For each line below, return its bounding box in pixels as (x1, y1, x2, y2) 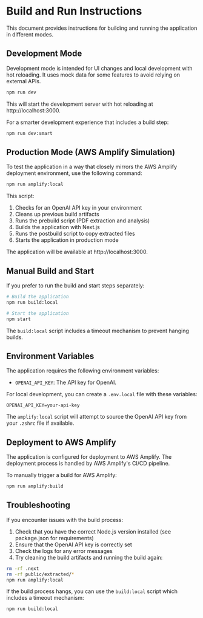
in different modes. (6, 30, 53, 38)
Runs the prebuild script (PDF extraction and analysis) (15, 217, 150, 224)
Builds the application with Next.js (15, 224, 100, 231)
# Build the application (6, 294, 69, 300)
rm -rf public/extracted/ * (6, 571, 75, 577)
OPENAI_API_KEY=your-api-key (6, 402, 80, 408)
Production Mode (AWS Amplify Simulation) (6, 147, 176, 157)
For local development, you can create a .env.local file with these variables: (6, 391, 198, 398)
